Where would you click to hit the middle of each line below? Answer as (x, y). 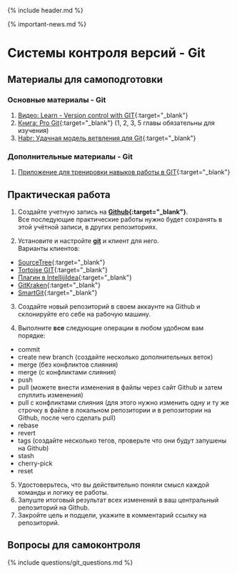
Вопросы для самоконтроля (74, 545)
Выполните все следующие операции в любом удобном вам (111, 327)
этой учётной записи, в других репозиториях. (88, 227)
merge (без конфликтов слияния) (68, 365)
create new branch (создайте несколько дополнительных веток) (115, 357)
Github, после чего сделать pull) (67, 417)
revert (26, 432)
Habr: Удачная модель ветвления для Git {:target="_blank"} (107, 138)
